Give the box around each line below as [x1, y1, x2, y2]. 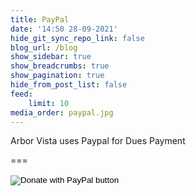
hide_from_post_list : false [10, 80, 128, 90]
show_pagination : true [10, 71, 105, 81]
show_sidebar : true [10, 52, 92, 62]
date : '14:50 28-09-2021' [10, 24, 118, 34]
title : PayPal [10, 14, 70, 25]
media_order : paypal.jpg [10, 107, 114, 118]
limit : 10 [28, 98, 70, 108]
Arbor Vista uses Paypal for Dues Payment [10, 135, 186, 147]
